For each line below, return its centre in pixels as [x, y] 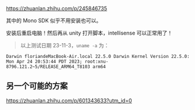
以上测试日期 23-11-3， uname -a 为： [65, 45]
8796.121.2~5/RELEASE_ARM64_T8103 [48, 67]
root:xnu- [97, 61]
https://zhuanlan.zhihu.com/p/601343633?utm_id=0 [69, 100]
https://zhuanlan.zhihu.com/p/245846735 [57, 8]
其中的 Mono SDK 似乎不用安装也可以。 [54, 20]
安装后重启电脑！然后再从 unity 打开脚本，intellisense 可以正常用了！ [89, 33]
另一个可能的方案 [37, 86]
